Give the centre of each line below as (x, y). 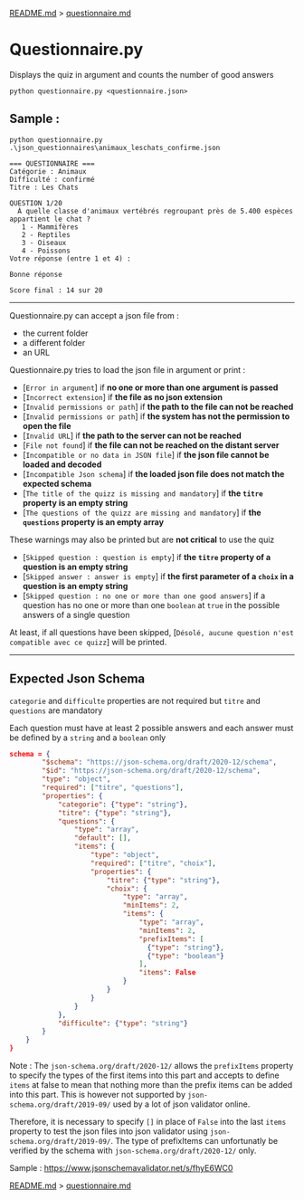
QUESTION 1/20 (36, 203)
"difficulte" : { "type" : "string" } (123, 1023)
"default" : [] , (102, 838)
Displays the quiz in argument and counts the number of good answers (142, 74)
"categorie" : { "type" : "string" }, (123, 805)
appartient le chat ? (50, 219)
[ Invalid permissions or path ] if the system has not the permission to (156, 416)
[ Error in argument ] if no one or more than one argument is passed (150, 387)
